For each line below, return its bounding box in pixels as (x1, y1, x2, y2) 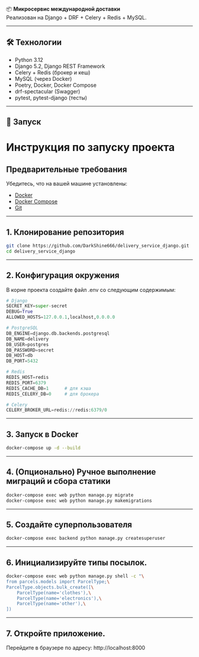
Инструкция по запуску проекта (6, 141, 175, 154)
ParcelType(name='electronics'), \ (17, 595, 102, 601)
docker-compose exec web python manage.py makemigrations (6, 498, 152, 504)
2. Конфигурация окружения (6, 271, 120, 281)
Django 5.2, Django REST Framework (14, 62, 105, 70)
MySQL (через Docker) (14, 75, 72, 82)
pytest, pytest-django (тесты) (14, 94, 88, 101)
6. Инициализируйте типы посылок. (6, 557, 147, 567)
